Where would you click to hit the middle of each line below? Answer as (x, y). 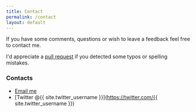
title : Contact (25, 11)
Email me (25, 91)
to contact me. (23, 45)
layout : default (26, 22)
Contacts (20, 78)
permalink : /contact (31, 17)
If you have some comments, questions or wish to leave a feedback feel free (98, 39)
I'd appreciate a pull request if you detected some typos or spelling (87, 57)
